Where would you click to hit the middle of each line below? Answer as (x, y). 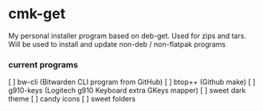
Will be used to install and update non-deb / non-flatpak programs (117, 44)
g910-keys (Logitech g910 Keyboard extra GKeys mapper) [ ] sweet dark (127, 90)
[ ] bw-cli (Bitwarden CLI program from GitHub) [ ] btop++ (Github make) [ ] (132, 82)
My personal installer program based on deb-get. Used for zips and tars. (128, 36)
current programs (43, 64)
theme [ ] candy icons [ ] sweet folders (72, 99)
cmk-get (37, 14)
